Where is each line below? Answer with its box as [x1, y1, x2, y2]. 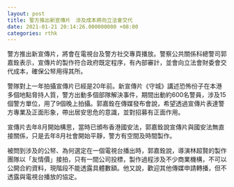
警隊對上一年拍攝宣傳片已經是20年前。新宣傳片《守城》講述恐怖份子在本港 [7, 82, 223, 91]
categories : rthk [7, 29, 58, 37]
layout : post [7, 10, 45, 17]
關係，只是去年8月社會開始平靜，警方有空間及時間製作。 [13, 132, 176, 140]
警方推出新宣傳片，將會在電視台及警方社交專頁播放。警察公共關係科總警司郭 [7, 50, 227, 58]
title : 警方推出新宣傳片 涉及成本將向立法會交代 [7, 17, 133, 24]
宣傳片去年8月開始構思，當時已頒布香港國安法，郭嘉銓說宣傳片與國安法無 [7, 123, 219, 131]
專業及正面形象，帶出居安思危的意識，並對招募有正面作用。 [13, 108, 185, 117]
